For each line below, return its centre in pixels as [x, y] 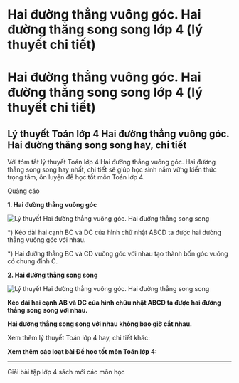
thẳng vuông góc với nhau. [47, 240]
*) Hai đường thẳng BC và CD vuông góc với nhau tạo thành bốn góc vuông [118, 254]
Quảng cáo [24, 191]
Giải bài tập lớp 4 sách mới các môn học [67, 372]
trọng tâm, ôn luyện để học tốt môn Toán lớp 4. [76, 177]
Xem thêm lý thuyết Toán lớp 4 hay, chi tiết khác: [79, 338]
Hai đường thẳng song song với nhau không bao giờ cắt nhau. [100, 324]
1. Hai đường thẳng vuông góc [52, 205]
